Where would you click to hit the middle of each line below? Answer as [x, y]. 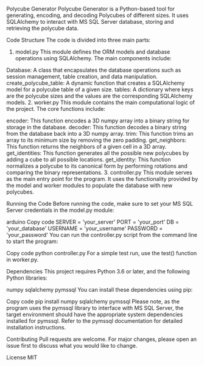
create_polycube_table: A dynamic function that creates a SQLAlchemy [95, 83]
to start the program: [32, 241]
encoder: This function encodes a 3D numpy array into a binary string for [98, 121]
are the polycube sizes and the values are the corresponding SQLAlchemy [100, 96]
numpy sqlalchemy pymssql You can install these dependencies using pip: [100, 290]
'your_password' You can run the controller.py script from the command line [102, 235]
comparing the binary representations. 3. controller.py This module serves [100, 172]
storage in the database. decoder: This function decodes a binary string [97, 127]
